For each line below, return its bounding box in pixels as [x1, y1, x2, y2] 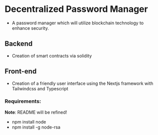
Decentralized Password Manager [4, 3, 148, 15]
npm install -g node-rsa [11, 124, 61, 130]
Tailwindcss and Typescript [11, 85, 68, 91]
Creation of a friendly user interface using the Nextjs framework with [11, 80, 154, 86]
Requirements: [4, 98, 41, 105]
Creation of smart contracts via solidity [11, 53, 92, 59]
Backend [4, 40, 33, 48]
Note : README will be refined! [4, 109, 67, 115]
